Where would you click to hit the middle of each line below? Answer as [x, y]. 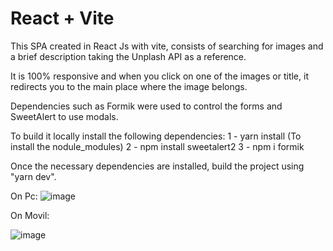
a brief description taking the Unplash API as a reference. [128, 56]
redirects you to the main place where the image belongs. [129, 86]
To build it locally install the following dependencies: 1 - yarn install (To [156, 136]
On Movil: [30, 215]
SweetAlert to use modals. [64, 116]
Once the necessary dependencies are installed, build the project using [157, 166]
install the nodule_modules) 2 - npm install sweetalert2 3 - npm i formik [157, 146]
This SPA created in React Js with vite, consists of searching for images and [167, 46]
